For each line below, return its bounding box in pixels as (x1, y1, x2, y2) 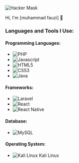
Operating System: (5, 141, 46, 147)
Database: (5, 118, 28, 124)
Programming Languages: (5, 40, 61, 46)
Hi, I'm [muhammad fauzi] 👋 (5, 15, 63, 20)
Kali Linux (39, 152, 59, 158)
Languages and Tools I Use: (5, 27, 74, 34)
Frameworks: (5, 84, 34, 90)
